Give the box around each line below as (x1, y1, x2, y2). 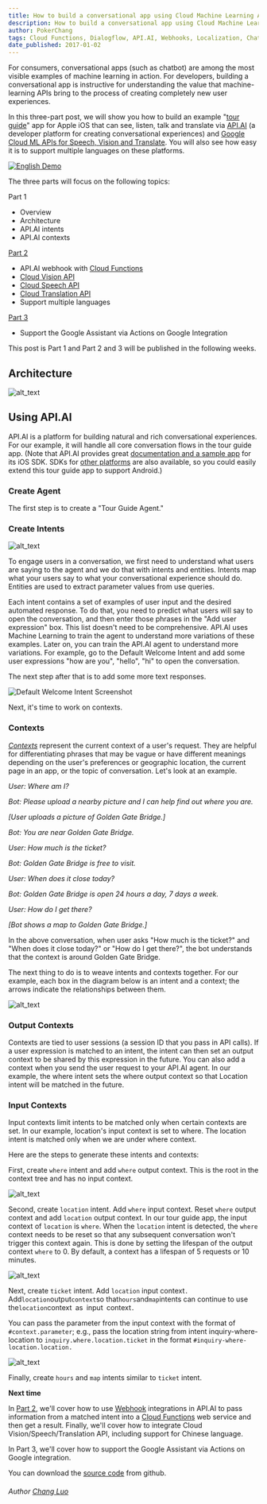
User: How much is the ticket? (8, 843, 106, 853)
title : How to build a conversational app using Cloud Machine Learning (8, 11, 254, 20)
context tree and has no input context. (8, 1173, 133, 1184)
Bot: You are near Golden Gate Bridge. (8, 827, 134, 837)
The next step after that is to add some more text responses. (8, 672, 207, 682)
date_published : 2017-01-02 (8, 41, 102, 49)
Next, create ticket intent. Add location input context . (8, 1286, 189, 1296)
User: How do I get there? (8, 904, 93, 914)
